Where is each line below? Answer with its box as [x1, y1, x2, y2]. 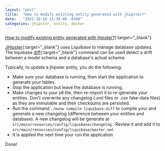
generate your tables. [12, 79, 56, 85]
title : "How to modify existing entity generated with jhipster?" [5, 12, 147, 17]
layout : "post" [5, 7, 36, 12]
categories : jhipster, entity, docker [5, 21, 85, 26]
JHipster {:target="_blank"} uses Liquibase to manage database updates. [5, 44, 153, 50]
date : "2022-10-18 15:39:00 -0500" [5, 16, 83, 21]
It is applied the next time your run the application [12, 132, 113, 138]
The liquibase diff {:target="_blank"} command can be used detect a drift [5, 50, 153, 55]
